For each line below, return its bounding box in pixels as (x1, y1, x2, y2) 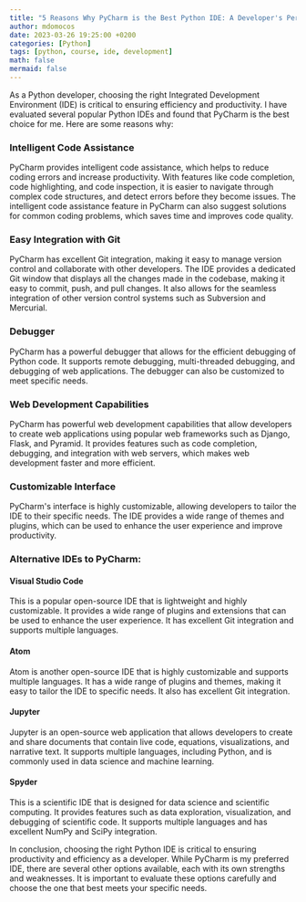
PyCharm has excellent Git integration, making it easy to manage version (9, 254, 282, 265)
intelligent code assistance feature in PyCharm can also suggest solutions (9, 201, 287, 212)
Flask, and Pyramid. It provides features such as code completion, (9, 438, 258, 449)
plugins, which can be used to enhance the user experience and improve (9, 520, 283, 531)
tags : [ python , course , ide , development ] (9, 47, 173, 57)
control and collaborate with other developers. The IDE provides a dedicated (9, 264, 296, 275)
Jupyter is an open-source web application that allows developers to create (9, 727, 293, 738)
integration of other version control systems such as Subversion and (9, 293, 266, 304)
